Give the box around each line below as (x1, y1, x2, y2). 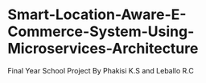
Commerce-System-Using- (7, 22, 195, 41)
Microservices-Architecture (7, 40, 199, 57)
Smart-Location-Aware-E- (7, 6, 187, 24)
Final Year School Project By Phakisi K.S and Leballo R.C (7, 65, 194, 75)
